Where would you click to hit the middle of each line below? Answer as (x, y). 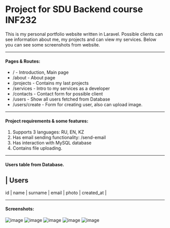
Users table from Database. (35, 164)
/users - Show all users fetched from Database (61, 99)
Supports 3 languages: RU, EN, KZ (48, 132)
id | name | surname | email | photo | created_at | (56, 193)
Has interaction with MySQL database (52, 143)
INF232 (21, 20)
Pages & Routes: (23, 61)
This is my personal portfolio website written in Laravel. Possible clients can (84, 34)
